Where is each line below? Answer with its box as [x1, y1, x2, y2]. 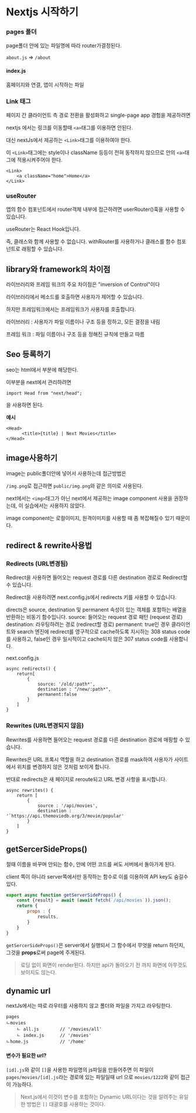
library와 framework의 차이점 [6, 264, 111, 274]
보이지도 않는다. [20, 968, 57, 976]
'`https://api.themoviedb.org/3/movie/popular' [6, 813, 125, 819]
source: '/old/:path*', [37, 681, 95, 687]
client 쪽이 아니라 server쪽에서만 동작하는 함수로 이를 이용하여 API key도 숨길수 [6, 873, 188, 880]
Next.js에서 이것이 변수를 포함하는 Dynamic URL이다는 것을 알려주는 [20, 1093, 178, 1100]
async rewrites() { [6, 787, 54, 793]
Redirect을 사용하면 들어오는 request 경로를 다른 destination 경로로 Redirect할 [6, 574, 188, 581]
